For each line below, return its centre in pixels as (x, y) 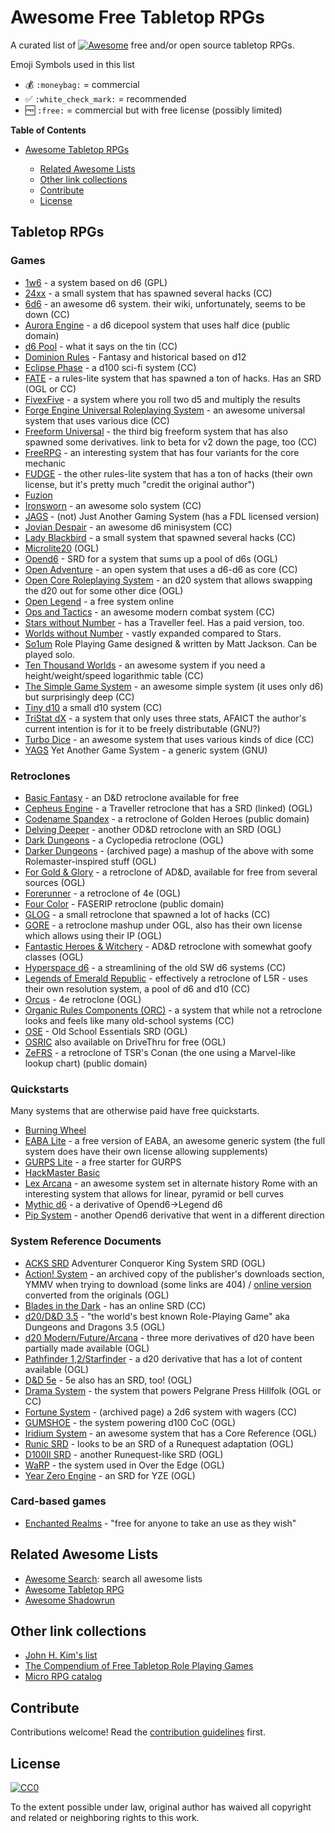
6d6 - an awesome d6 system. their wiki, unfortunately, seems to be (165, 303)
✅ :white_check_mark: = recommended (105, 98)
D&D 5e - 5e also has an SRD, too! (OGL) (108, 1380)
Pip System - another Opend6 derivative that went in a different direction (174, 1215)
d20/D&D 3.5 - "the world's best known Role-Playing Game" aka (157, 1316)
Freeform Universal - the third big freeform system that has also (156, 431)
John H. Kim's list (61, 1655)
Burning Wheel (55, 1130)
